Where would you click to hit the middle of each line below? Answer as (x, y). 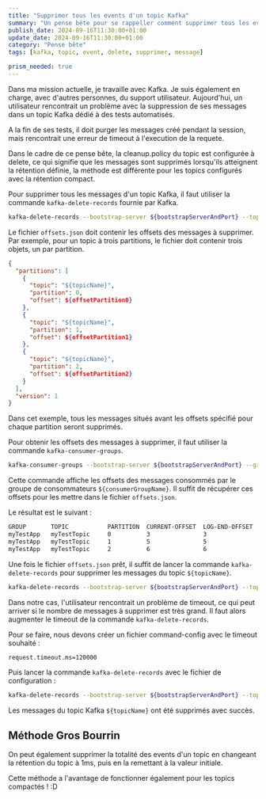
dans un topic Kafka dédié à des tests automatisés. (91, 114)
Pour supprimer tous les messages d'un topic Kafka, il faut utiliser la (119, 194)
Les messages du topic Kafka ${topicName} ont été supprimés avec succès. (131, 710)
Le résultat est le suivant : (50, 512)
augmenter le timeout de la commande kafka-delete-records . (109, 619)
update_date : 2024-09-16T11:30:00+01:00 (76, 38)
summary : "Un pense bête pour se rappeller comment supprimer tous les (129, 23)
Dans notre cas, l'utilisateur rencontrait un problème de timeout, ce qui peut (132, 602)
